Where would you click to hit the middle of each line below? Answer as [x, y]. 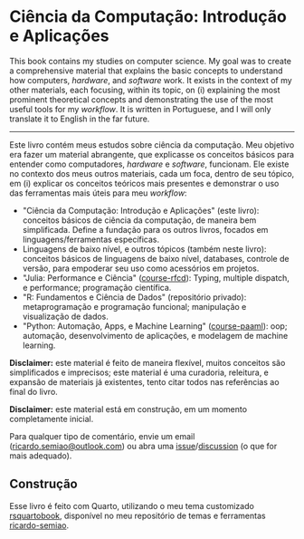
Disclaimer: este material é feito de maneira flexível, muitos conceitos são [147, 362]
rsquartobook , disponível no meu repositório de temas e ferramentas [138, 515]
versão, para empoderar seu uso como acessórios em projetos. [141, 268]
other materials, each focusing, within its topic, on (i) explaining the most [145, 90]
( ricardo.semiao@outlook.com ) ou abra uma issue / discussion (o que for [143, 446]
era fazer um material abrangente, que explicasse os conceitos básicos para [152, 154]
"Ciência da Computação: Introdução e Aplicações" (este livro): [141, 210]
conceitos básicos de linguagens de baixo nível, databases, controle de [156, 258]
